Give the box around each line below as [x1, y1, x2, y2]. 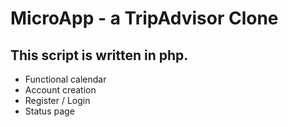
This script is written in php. [10, 47, 189, 64]
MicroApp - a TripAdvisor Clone [10, 7, 279, 30]
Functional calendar [24, 73, 107, 85]
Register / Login [24, 95, 91, 106]
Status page [24, 105, 75, 117]
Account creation [24, 84, 97, 96]
